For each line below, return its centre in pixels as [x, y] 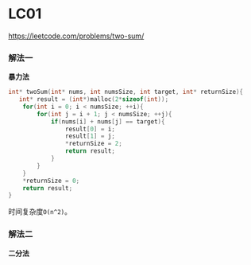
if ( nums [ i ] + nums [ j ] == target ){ [108, 121]
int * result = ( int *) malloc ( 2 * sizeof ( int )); [94, 99]
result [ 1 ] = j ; [90, 136]
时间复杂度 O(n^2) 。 [40, 212]
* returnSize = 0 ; [51, 181]
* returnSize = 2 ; [94, 144]
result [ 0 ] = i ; [90, 129]
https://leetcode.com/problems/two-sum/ [76, 36]
